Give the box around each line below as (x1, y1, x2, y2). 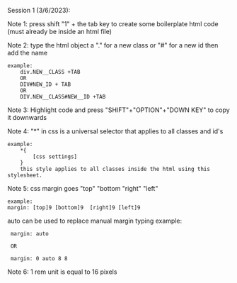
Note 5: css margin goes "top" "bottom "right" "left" (7, 184, 158, 192)
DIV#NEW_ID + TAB (20, 81, 71, 88)
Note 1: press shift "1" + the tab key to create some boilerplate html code (7, 20, 219, 28)
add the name (7, 49, 48, 57)
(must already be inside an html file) (7, 28, 112, 35)
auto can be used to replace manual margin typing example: (7, 216, 183, 225)
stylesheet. (7, 172, 42, 179)
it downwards (7, 113, 47, 121)
